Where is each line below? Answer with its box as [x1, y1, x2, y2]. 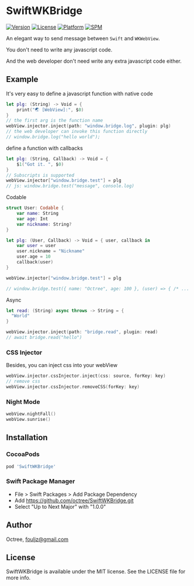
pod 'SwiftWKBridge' [6, 464, 57, 470]
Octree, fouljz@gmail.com [6, 536, 69, 543]
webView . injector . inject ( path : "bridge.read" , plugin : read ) [6, 329, 158, 335]
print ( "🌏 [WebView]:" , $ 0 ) [16, 107, 84, 112]
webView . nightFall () [6, 411, 57, 417]
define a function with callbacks [6, 145, 83, 152]
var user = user [16, 243, 57, 249]
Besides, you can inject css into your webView [6, 362, 118, 369]
